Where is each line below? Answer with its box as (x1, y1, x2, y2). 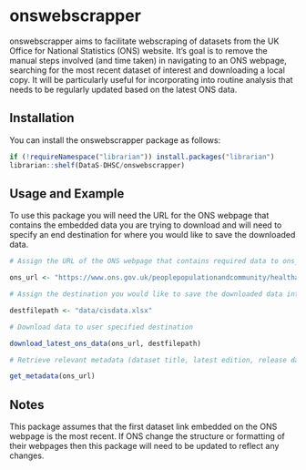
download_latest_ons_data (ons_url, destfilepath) (9, 339, 202, 348)
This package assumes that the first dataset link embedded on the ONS (9, 421, 278, 433)
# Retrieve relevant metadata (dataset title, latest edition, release (9, 355, 287, 364)
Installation (9, 110, 75, 126)
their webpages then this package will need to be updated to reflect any (9, 441, 280, 452)
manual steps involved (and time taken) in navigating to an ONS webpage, (9, 55, 287, 66)
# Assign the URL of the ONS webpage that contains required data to (9, 257, 280, 266)
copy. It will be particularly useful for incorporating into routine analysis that (9, 74, 293, 85)
